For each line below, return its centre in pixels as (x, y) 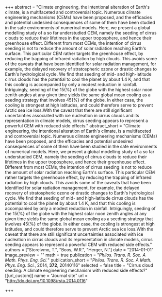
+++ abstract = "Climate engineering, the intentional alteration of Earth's (77, 7)
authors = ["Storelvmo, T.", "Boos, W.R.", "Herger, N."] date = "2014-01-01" (79, 250)
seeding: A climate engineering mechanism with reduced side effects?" (76, 270)
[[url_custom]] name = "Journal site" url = (47, 276)
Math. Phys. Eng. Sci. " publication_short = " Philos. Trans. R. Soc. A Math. (78, 260)
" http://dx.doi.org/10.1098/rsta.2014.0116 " (47, 281)
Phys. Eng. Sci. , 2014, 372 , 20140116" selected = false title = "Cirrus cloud (79, 265)
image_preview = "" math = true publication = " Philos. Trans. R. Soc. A (75, 255)
